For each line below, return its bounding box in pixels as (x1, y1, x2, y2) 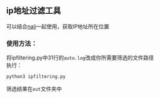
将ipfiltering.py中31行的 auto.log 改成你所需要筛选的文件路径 (6, 54, 155, 61)
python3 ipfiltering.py (6, 74, 66, 80)
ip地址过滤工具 (6, 5, 61, 16)
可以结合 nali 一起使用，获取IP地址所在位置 (6, 23, 109, 30)
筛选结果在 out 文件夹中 (6, 85, 62, 92)
